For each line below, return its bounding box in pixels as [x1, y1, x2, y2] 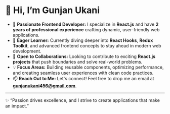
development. [12, 48, 41, 54]
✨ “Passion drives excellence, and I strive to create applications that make [5, 97, 160, 103]
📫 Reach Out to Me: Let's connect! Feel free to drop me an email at [12, 75, 154, 81]
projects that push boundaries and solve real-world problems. [12, 59, 143, 65]
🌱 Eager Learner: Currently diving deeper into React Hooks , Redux [12, 37, 153, 43]
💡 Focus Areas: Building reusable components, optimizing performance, [12, 64, 164, 70]
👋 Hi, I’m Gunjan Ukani [5, 5, 100, 16]
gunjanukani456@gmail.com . [12, 83, 77, 89]
